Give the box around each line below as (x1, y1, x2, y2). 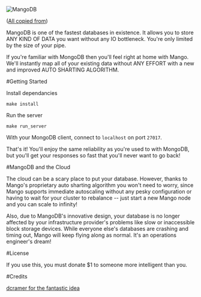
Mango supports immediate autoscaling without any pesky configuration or (6, 188, 192, 195)
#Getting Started (6, 78, 47, 85)
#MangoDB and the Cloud (6, 164, 71, 171)
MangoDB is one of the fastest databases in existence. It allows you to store (6, 29, 194, 36)
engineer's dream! (6, 238, 52, 245)
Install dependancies (6, 90, 58, 96)
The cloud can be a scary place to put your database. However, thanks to (6, 175, 188, 182)
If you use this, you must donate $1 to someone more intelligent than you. (6, 262, 188, 268)
